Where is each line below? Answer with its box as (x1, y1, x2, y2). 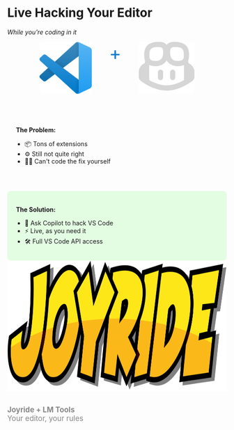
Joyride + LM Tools (7, 405, 75, 415)
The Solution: (16, 205, 56, 214)
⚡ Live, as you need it (24, 226, 86, 234)
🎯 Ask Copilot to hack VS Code (24, 218, 114, 227)
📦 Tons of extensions (24, 139, 88, 148)
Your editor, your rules (7, 413, 84, 423)
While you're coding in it (7, 28, 77, 36)
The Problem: (16, 125, 56, 134)
